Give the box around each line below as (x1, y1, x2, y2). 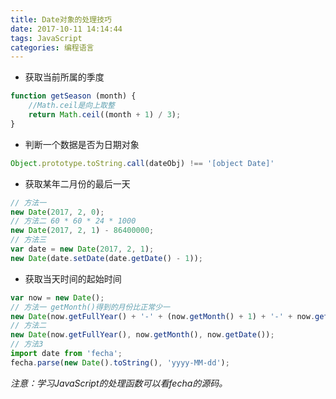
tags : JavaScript (10, 33, 83, 43)
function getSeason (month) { (10, 91, 137, 101)
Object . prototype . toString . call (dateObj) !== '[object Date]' (10, 158, 275, 168)
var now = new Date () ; (10, 292, 105, 303)
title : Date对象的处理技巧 (10, 14, 112, 25)
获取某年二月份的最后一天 (24, 177, 131, 190)
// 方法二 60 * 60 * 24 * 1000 (10, 216, 137, 226)
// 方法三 (10, 235, 47, 245)
